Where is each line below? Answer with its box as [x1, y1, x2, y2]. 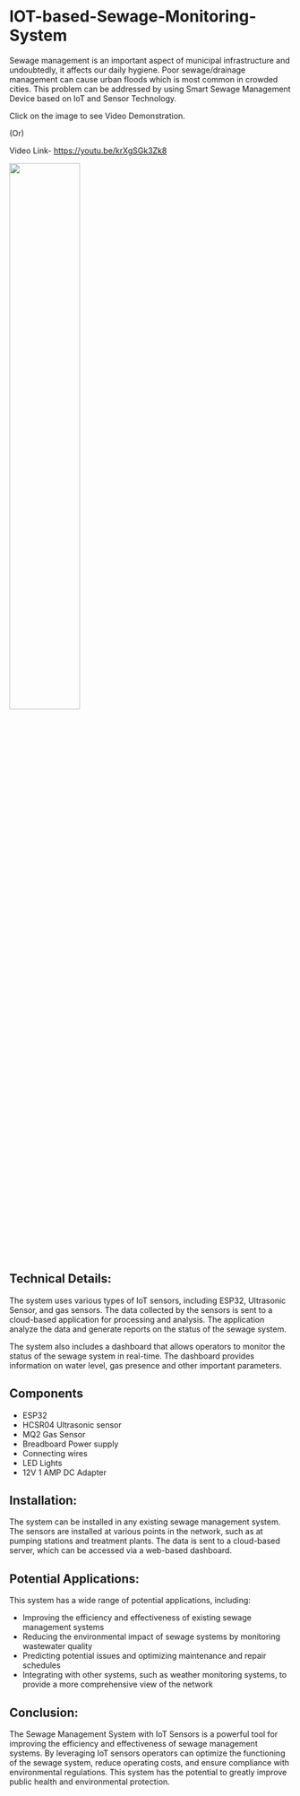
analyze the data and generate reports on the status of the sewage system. [9, 1324, 287, 1334]
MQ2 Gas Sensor [21, 1429, 86, 1439]
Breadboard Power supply [21, 1438, 119, 1449]
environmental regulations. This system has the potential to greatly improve [9, 1767, 287, 1777]
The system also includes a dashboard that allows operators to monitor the [9, 1341, 286, 1351]
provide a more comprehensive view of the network [21, 1679, 213, 1690]
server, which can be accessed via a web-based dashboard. [9, 1545, 233, 1556]
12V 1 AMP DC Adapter [21, 1467, 107, 1478]
